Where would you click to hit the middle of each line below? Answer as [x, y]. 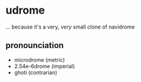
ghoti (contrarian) [36, 72]
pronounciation [35, 45]
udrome [25, 10]
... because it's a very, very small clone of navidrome [70, 27]
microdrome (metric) [40, 59]
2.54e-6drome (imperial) [44, 66]
